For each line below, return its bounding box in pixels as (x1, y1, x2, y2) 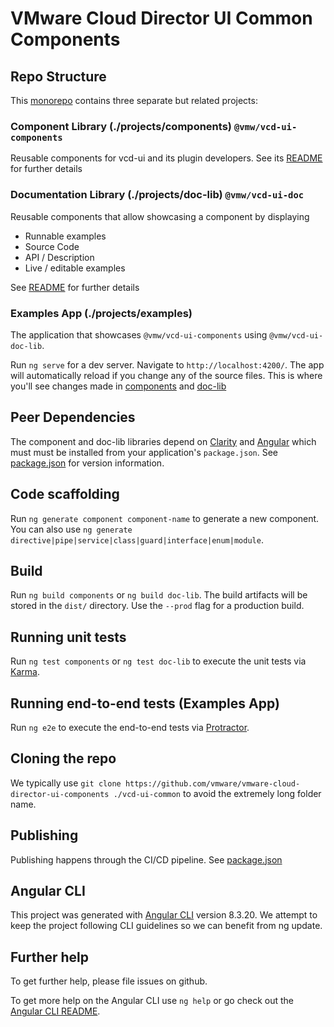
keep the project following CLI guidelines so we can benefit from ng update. (10, 920, 323, 932)
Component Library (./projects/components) (10, 119, 232, 133)
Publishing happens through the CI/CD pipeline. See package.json (10, 853, 283, 866)
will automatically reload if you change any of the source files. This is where (10, 369, 323, 381)
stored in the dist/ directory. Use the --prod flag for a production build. (10, 600, 305, 612)
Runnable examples (24, 230, 107, 242)
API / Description (24, 251, 95, 263)
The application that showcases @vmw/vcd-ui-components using (10, 328, 268, 341)
